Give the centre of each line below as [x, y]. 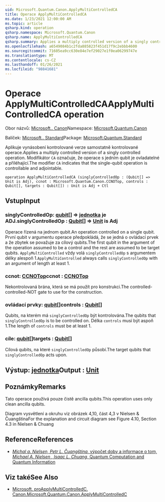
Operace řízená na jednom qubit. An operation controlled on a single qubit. [80, 232]
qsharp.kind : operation [29, 28]
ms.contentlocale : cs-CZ [30, 60]
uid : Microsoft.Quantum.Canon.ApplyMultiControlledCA [61, 10]
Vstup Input [23, 201]
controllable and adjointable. [34, 168]
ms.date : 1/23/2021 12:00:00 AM [38, 19]
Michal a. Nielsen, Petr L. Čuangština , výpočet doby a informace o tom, [84, 451]
